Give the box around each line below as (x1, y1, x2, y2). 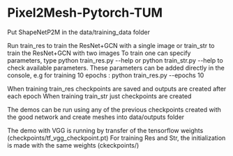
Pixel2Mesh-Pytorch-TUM (7, 5, 163, 21)
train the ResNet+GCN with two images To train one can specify (7, 49, 191, 57)
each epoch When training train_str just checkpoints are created (7, 92, 192, 100)
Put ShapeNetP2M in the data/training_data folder (7, 28, 150, 36)
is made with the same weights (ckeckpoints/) (7, 141, 140, 149)
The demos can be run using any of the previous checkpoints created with (7, 105, 222, 114)
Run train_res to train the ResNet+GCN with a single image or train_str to (7, 41, 215, 49)
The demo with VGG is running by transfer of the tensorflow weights (7, 126, 204, 134)
